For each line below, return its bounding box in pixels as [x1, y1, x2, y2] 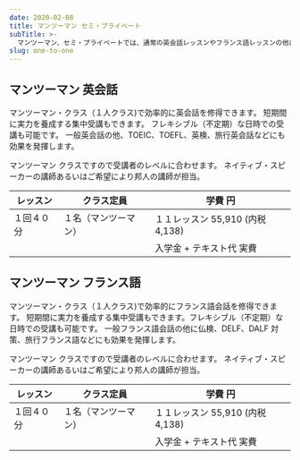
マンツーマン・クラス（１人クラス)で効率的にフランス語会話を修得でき [9, 301, 271, 311]
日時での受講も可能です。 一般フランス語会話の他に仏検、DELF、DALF [9, 323, 270, 334]
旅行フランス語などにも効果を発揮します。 [24, 334, 181, 345]
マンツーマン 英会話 [9, 81, 118, 97]
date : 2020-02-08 [9, 13, 74, 22]
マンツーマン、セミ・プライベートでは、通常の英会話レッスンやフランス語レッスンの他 [17, 38, 289, 47]
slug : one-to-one [9, 47, 74, 55]
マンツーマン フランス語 [9, 275, 141, 291]
